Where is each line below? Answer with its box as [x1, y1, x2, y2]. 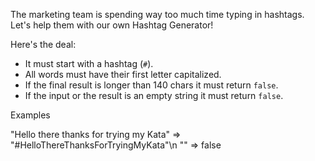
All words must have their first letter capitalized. [24, 69, 222, 80]
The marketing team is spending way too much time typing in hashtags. [10, 9, 305, 20]
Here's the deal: [10, 39, 77, 50]
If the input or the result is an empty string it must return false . [24, 90, 284, 101]
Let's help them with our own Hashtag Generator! [10, 19, 214, 31]
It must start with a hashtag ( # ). [24, 58, 154, 69]
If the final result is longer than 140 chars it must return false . [24, 79, 279, 91]
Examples [10, 109, 51, 121]
